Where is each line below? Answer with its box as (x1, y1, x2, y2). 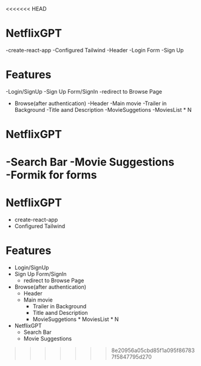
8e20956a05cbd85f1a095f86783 (111, 347, 195, 354)
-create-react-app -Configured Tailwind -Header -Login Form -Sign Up (5, 46, 184, 54)
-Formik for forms (5, 168, 97, 182)
